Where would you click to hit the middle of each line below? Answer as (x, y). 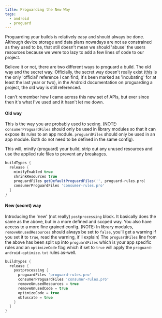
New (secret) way (23, 206)
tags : (10, 14)
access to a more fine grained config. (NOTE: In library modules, (69, 227)
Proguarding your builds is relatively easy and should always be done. (74, 37)
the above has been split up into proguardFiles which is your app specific (78, 242)
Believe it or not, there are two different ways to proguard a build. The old (78, 67)
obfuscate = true (35, 297)
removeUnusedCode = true (43, 288)
